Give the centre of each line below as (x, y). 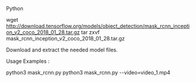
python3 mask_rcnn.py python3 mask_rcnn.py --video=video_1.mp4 (88, 72)
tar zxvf (90, 32)
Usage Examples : (28, 61)
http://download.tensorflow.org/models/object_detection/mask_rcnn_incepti (98, 26)
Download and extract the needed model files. (62, 50)
